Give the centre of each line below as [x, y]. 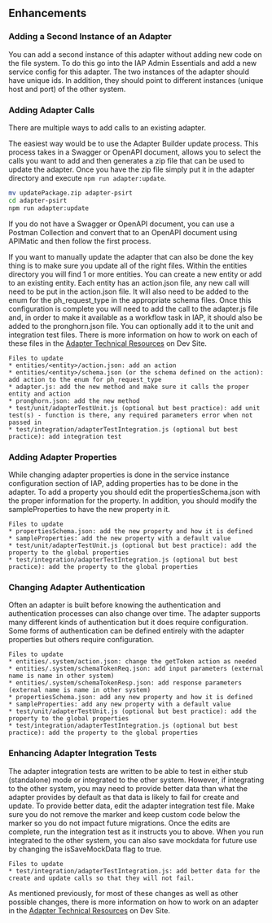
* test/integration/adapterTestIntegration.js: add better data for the [134, 871]
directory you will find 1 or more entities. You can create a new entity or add [135, 274]
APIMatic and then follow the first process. [80, 241]
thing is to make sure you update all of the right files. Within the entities [128, 265]
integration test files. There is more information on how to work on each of [133, 335]
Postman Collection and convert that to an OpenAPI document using [123, 232]
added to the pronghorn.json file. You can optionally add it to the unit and [131, 326]
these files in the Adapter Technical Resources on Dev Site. [108, 343]
